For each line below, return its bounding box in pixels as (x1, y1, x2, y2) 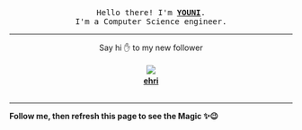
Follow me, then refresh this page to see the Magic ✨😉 (9, 111, 218, 121)
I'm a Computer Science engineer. (75, 17, 227, 26)
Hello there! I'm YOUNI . (96, 8, 206, 17)
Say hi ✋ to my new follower (98, 42, 204, 53)
